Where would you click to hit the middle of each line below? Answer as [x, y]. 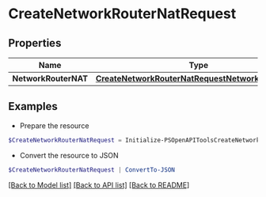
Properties [35, 43]
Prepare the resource [54, 125]
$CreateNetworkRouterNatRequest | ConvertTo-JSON [92, 170]
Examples [33, 106]
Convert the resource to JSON [69, 155]
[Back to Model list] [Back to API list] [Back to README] [99, 185]
